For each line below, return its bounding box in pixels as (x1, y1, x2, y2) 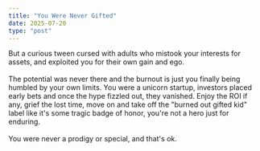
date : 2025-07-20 (8, 19, 67, 27)
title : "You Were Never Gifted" (8, 11, 117, 20)
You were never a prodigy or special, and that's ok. (8, 134, 177, 144)
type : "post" (8, 27, 52, 35)
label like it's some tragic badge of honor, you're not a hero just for (8, 108, 229, 118)
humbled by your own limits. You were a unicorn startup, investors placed (8, 83, 252, 92)
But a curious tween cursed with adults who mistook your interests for (8, 49, 241, 59)
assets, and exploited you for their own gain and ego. (8, 57, 185, 67)
